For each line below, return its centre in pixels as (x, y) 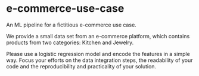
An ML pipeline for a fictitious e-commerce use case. (71, 25)
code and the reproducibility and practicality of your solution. (81, 66)
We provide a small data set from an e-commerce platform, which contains (98, 36)
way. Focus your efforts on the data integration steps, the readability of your (99, 60)
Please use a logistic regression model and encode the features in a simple (98, 54)
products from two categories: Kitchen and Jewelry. (70, 42)
